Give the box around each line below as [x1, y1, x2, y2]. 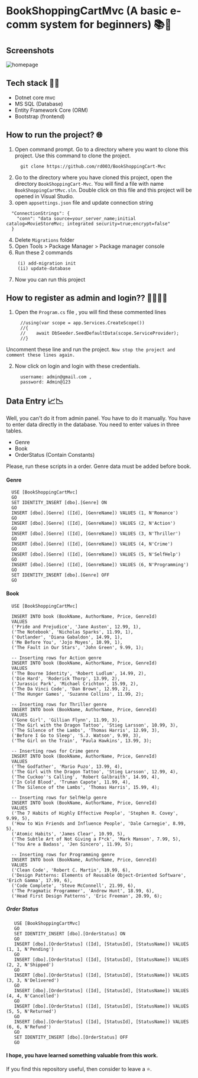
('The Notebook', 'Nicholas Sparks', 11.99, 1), [11, 629, 134, 635]
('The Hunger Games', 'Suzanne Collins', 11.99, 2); [11, 691, 144, 697]
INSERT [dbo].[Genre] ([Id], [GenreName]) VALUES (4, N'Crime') [11, 541, 173, 547]
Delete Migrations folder [14, 236, 75, 243]
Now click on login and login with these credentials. [14, 363, 141, 370]
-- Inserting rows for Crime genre [11, 748, 99, 754]
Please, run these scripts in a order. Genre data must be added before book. [6, 463, 191, 470]
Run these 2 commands [14, 248, 73, 256]
